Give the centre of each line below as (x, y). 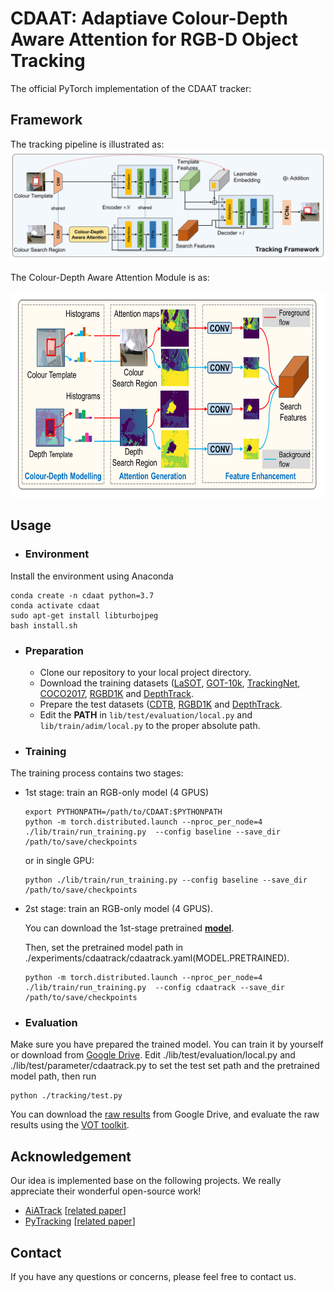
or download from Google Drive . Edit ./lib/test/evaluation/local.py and (153, 1055)
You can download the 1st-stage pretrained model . (129, 928)
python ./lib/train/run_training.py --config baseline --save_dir (166, 880)
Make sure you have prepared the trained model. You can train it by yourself (167, 1044)
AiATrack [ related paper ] (75, 1211)
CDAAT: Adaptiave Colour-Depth (149, 18)
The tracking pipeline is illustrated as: (87, 144)
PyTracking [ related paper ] (80, 1221)
